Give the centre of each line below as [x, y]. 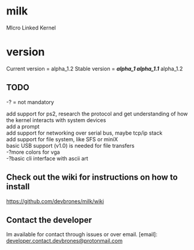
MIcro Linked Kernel [31, 28]
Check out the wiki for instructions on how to [92, 178]
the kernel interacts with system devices [56, 120]
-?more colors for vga [33, 152]
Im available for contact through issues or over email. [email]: [82, 234]
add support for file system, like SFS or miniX [62, 139]
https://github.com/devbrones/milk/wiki [55, 201]
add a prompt [23, 126]
